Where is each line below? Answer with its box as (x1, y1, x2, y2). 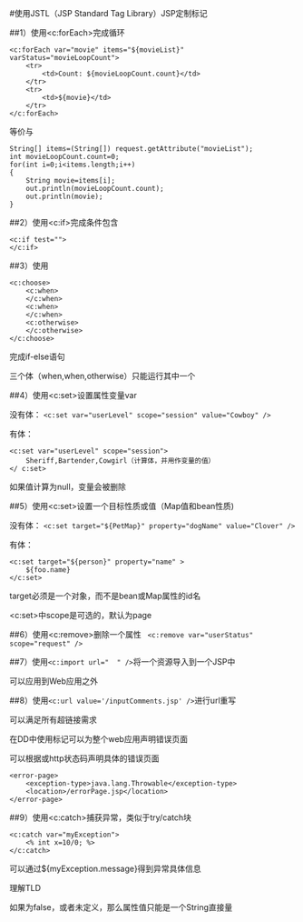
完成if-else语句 (9, 351, 65, 362)
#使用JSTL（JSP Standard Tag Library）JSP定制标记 (9, 8, 209, 18)
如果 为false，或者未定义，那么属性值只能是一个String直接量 (9, 902, 233, 912)
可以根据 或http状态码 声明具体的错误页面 (9, 753, 161, 764)
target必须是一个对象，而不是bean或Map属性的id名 (9, 590, 201, 601)
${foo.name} (25, 566, 71, 575)
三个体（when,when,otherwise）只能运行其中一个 (9, 371, 196, 381)
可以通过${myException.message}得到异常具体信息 (9, 863, 201, 874)
